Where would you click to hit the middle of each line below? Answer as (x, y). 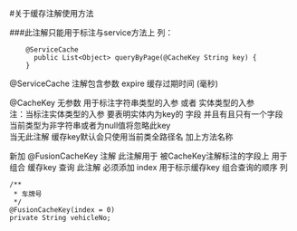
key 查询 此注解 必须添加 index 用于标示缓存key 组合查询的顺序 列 (165, 167)
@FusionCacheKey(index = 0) (62, 210)
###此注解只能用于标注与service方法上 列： (91, 33)
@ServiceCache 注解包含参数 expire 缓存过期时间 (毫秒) (114, 83)
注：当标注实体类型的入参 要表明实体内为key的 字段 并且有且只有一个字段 (146, 114)
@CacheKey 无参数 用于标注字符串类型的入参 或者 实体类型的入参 (132, 103)
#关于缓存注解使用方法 (52, 13)
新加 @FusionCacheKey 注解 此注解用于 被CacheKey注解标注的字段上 (139, 156)
